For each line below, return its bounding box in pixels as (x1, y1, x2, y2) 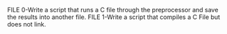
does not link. (7, 20, 47, 28)
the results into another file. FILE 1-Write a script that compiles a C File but (7, 13, 221, 21)
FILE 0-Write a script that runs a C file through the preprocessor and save (7, 6, 219, 14)
